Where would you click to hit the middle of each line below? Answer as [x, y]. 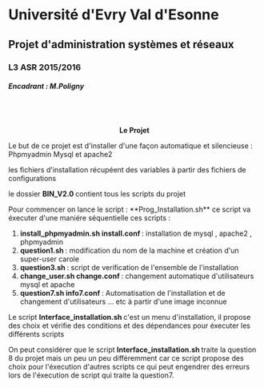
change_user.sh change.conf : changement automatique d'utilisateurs [137, 276]
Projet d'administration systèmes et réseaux [121, 44]
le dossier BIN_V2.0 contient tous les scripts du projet [97, 194]
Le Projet [134, 131]
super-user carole [50, 259]
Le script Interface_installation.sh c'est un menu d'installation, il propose [130, 317]
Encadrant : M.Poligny [46, 87]
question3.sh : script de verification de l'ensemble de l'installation [129, 268]
